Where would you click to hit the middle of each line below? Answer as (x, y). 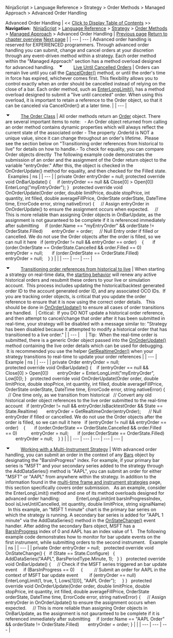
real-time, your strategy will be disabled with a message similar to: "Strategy (86, 324)
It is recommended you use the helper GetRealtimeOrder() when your (80, 351)
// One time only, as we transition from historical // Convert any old (80, 395)
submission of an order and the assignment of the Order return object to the (86, 160)
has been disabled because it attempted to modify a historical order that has (86, 329)
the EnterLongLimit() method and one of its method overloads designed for (85, 493)
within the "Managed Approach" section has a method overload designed (83, 61)
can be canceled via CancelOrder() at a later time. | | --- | (66, 106)
